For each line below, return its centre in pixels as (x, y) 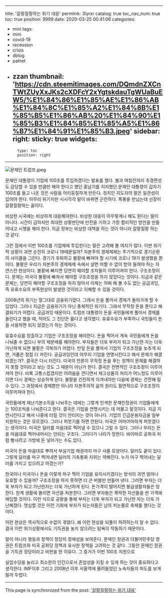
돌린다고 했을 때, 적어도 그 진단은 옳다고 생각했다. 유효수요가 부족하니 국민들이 (81, 319)
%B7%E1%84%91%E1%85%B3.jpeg (71, 131)
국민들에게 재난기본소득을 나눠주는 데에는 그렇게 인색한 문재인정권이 (71, 402)
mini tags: (22, 29)
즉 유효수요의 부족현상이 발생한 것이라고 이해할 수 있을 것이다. (65, 289)
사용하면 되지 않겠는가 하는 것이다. (44, 325)
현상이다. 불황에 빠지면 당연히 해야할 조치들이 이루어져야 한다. (78, 270)
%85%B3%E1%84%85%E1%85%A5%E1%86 (86, 123)
